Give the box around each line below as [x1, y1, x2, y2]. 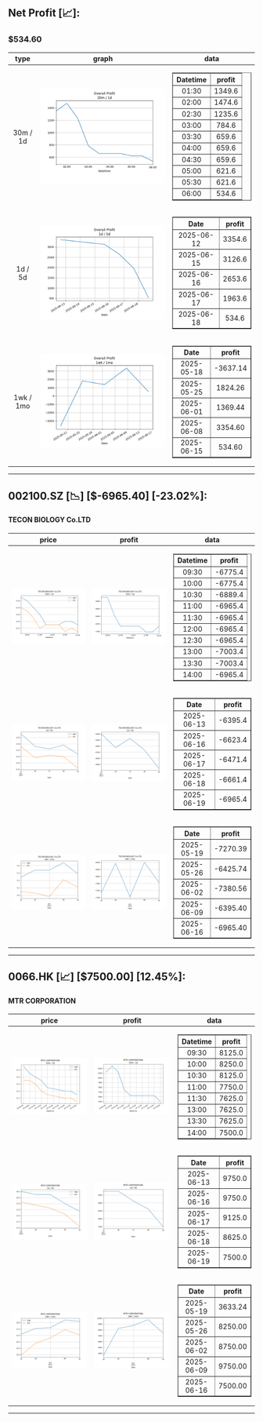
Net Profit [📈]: [8, 6, 81, 20]
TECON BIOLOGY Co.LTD [8, 515, 92, 524]
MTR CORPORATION [8, 996, 77, 1005]
